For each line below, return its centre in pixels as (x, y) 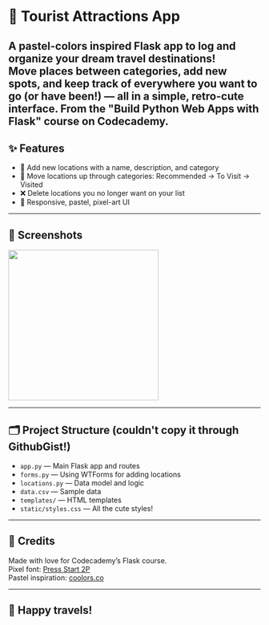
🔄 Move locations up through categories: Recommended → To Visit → (135, 177)
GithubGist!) (40, 446)
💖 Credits (32, 541)
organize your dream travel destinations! (112, 58)
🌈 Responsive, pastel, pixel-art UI (75, 202)
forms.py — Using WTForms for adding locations (100, 475)
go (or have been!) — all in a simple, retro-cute (126, 96)
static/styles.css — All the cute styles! (86, 509)
